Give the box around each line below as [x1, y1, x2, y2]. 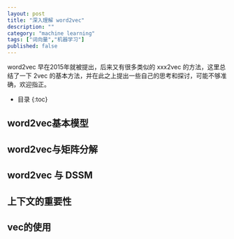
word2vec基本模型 [7, 117, 89, 129]
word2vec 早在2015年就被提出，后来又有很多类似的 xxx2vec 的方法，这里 [7, 63, 220, 71]
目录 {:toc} [17, 95, 48, 103]
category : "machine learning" [7, 29, 96, 37]
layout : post [7, 10, 45, 17]
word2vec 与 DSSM [7, 169, 93, 182]
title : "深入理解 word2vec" [7, 17, 85, 24]
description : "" [7, 23, 54, 30]
